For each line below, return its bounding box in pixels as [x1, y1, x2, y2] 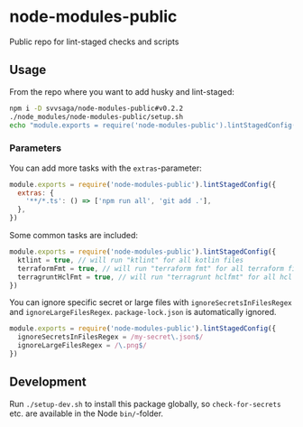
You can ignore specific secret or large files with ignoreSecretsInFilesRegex [9, 297, 292, 308]
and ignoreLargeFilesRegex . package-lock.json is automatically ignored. [9, 307, 277, 318]
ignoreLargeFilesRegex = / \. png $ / [17, 341, 147, 350]
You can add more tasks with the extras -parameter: [9, 162, 202, 173]
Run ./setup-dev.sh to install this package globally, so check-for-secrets [9, 398, 281, 409]
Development [9, 375, 87, 390]
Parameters [9, 142, 61, 154]
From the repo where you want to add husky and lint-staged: [9, 86, 234, 97]
